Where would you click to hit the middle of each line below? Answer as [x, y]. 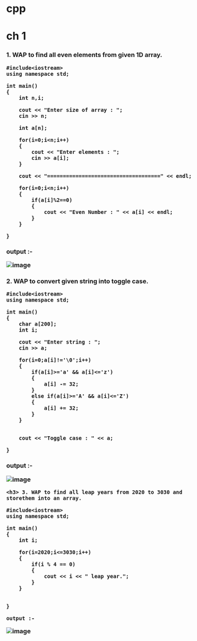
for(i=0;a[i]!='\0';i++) [55, 360]
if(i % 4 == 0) [53, 564]
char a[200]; [38, 324]
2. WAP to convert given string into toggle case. [77, 281]
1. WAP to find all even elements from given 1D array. [84, 55]
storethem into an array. [44, 498]
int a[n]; [33, 128]
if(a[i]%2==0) [52, 200]
